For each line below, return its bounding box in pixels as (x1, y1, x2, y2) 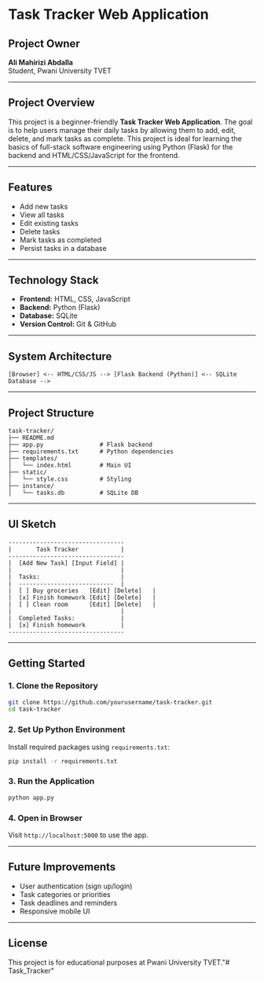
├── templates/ (8, 455, 58, 463)
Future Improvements (8, 860, 116, 874)
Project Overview (8, 96, 95, 109)
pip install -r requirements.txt (8, 757, 118, 765)
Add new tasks (19, 201, 68, 211)
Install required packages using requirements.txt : (8, 742, 170, 751)
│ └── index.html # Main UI (8, 462, 132, 470)
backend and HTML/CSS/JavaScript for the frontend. (8, 150, 180, 160)
